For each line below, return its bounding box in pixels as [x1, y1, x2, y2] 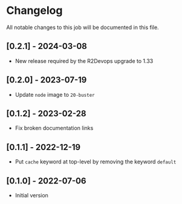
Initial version [15, 192, 48, 199]
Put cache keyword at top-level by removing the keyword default [15, 158, 177, 165]
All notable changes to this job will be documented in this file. [6, 24, 159, 31]
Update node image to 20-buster [15, 91, 95, 98]
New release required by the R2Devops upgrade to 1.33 [15, 57, 154, 64]
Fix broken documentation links [15, 125, 94, 132]
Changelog [6, 4, 63, 18]
